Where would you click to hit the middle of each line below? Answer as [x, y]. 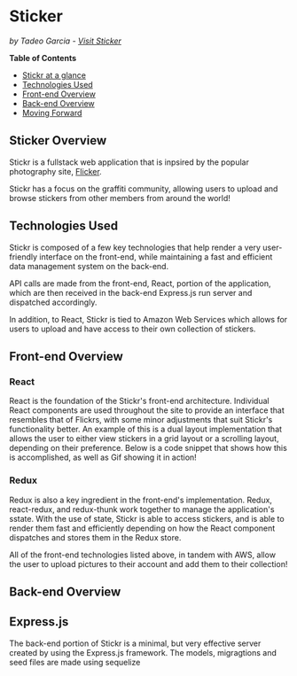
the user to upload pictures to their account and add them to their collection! [148, 563]
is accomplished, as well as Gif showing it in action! [103, 457]
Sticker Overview [58, 140]
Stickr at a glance [54, 75]
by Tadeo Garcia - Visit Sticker [66, 41]
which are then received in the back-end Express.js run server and [131, 292]
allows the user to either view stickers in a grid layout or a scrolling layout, [144, 439]
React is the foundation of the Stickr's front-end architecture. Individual [139, 401]
